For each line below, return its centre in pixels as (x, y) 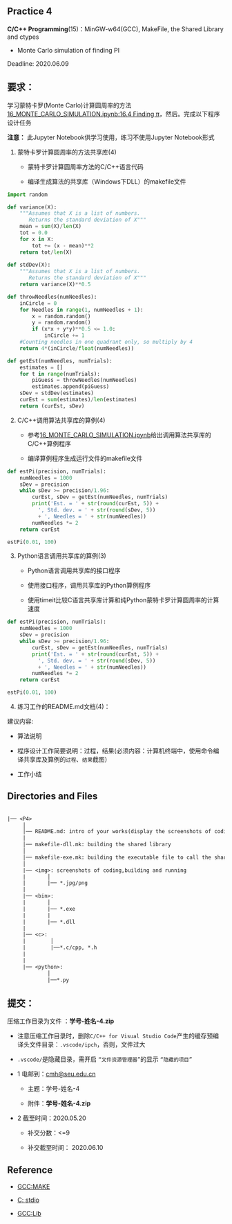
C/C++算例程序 (49, 444)
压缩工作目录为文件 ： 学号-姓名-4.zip (61, 1021)
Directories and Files (52, 796)
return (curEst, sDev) (52, 406)
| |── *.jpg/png (55, 883)
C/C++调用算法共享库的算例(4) (61, 420)
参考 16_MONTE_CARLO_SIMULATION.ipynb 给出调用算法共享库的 (119, 435)
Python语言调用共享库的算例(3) (62, 556)
